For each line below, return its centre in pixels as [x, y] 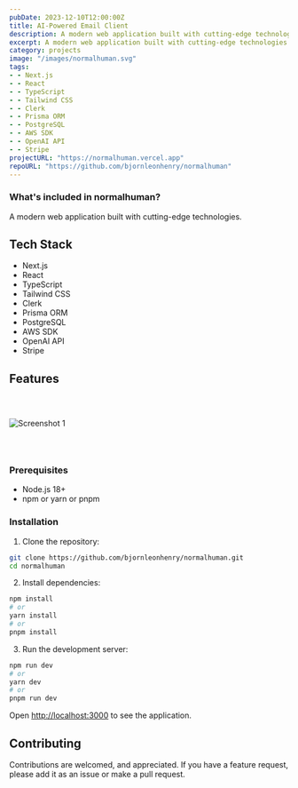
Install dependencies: [61, 583]
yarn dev [25, 682]
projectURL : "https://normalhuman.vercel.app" [97, 158]
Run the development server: [75, 649]
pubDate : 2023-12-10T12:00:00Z [67, 17]
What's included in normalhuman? [85, 197]
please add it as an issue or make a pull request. [98, 774]
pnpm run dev [33, 698]
